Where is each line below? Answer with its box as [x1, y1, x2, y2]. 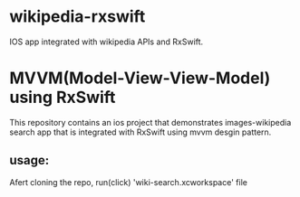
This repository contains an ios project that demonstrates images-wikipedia [9, 117, 292, 127]
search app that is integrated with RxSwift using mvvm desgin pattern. [9, 127, 272, 137]
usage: [9, 153, 50, 168]
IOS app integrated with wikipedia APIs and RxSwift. [9, 36, 204, 47]
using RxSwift [9, 88, 116, 108]
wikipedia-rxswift [9, 6, 146, 27]
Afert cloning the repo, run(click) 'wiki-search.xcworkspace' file [9, 176, 247, 187]
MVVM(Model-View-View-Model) [9, 68, 271, 89]
